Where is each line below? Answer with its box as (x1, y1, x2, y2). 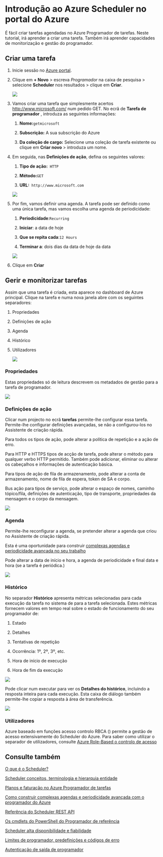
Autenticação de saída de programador (5, 846, 84, 852)
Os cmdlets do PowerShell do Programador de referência (5, 818, 120, 824)
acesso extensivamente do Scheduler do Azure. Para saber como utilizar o (5, 734, 155, 740)
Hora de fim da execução (12, 667, 63, 673)
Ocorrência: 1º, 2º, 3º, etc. (12, 648, 65, 654)
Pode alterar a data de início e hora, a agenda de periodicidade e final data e (5, 557, 159, 563)
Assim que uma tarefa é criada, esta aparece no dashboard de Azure (5, 289, 144, 295)
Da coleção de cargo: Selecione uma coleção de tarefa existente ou (19, 139, 156, 145)
